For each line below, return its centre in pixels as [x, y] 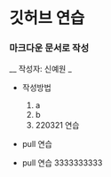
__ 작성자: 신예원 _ [41, 69]
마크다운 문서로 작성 [49, 48]
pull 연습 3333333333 [62, 163]
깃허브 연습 [47, 18]
